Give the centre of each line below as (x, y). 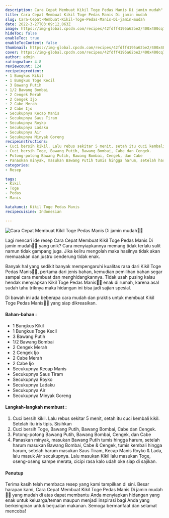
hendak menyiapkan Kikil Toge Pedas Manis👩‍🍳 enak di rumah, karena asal (82, 282)
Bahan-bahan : (21, 315)
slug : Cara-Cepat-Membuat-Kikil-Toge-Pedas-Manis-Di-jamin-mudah (75, 19)
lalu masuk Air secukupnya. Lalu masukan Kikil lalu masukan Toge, (81, 456)
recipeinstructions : (27, 142)
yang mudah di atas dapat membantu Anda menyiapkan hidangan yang (86, 495)
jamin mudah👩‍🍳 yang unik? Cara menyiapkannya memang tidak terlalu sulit (83, 245)
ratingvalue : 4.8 (23, 62)
